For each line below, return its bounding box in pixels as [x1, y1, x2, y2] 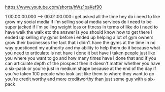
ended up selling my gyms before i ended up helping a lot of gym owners [5, 34, 154, 40]
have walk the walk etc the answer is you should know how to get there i [5, 29, 152, 35]
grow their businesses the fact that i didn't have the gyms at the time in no [5, 40, 156, 46]
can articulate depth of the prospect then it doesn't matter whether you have [5, 61, 161, 66]
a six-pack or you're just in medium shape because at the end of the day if [5, 66, 156, 71]
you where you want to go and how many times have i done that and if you [5, 55, 157, 61]
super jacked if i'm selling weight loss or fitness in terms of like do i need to [5, 24, 158, 30]
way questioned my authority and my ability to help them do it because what [5, 45, 160, 50]
